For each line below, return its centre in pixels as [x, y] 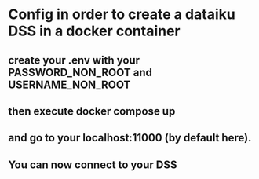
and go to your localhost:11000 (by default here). [130, 138]
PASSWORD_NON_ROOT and [80, 72]
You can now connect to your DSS [93, 164]
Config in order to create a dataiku [122, 15]
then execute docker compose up [92, 111]
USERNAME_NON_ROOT [69, 84]
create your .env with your [74, 60]
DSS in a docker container [94, 31]
